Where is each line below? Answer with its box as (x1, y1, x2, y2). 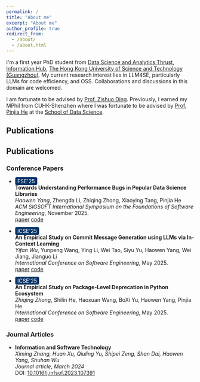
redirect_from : (6, 31, 44, 37)
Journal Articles (6, 330, 54, 338)
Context (14, 240, 36, 247)
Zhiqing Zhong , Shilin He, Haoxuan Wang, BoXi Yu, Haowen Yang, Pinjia (14, 296, 192, 303)
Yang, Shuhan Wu (14, 357, 60, 364)
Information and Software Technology (14, 344, 112, 351)
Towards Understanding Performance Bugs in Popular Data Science (14, 184, 187, 191)
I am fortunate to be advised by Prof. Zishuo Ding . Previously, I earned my (6, 95, 187, 102)
